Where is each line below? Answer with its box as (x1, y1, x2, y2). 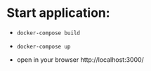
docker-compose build (16, 30, 80, 37)
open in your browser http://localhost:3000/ (16, 55, 145, 64)
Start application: (6, 5, 110, 21)
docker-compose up (16, 43, 71, 50)
